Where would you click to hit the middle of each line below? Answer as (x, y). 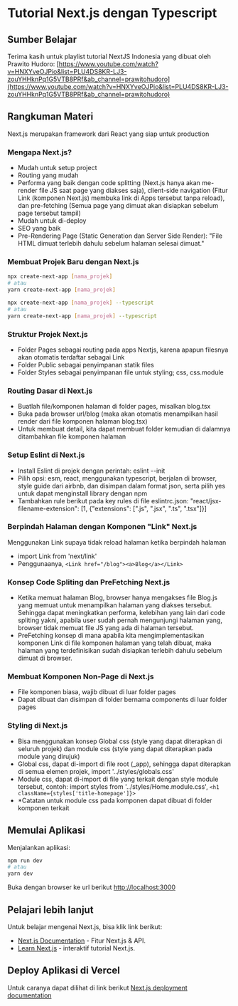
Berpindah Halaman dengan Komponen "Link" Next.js (102, 527)
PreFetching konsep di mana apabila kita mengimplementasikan (111, 636)
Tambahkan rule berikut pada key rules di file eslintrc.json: (103, 501)
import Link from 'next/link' (57, 556)
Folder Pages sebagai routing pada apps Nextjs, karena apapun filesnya (123, 350)
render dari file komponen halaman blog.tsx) (82, 421)
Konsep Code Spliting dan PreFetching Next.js (89, 582)
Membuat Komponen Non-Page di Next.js (81, 676)
